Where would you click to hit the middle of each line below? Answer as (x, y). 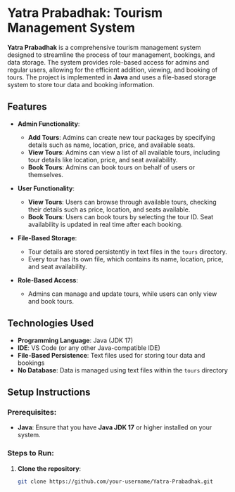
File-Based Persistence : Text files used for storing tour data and (111, 355)
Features (27, 107)
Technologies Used (50, 324)
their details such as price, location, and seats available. (109, 209)
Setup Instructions (49, 392)
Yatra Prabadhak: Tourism (85, 13)
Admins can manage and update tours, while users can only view (122, 294)
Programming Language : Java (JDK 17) (75, 340)
